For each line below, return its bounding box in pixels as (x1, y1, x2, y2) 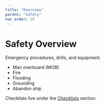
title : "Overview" (5, 7, 44, 12)
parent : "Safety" (5, 12, 42, 17)
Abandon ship (12, 85, 42, 91)
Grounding (12, 80, 35, 86)
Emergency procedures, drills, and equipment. (5, 54, 101, 60)
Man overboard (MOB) (12, 64, 59, 70)
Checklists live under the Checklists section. (5, 95, 97, 101)
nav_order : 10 (5, 16, 35, 21)
